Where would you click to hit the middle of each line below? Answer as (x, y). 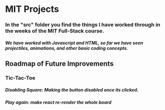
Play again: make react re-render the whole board (58, 102)
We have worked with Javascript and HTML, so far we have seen (74, 43)
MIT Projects (32, 9)
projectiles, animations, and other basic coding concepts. (67, 48)
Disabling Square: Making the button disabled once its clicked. (72, 90)
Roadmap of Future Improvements (59, 64)
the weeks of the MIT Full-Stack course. (55, 31)
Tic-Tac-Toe (20, 78)
